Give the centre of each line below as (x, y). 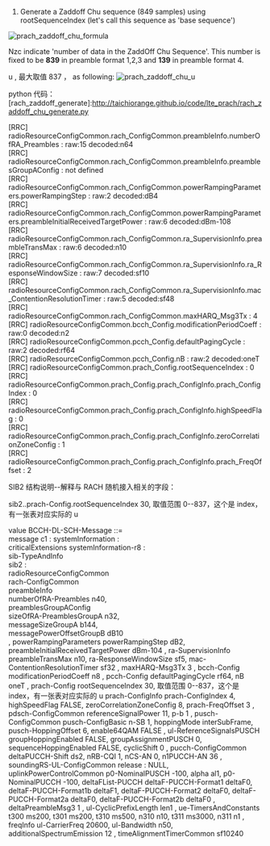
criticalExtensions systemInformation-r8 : (77, 547)
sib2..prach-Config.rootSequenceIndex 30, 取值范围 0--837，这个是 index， (135, 504)
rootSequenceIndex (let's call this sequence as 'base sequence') (128, 20)
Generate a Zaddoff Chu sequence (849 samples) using (113, 12)
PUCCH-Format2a (39, 799)
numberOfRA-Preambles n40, (58, 599)
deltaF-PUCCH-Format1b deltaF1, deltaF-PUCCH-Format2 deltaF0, (120, 791)
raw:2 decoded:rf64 (42, 350)
